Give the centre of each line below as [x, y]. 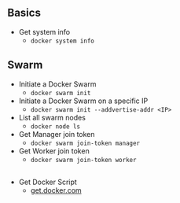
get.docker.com [56, 190]
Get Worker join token [54, 151]
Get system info [44, 31]
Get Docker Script [48, 182]
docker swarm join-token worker [83, 160]
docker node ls [55, 126]
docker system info [62, 41]
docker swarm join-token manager [85, 143]
